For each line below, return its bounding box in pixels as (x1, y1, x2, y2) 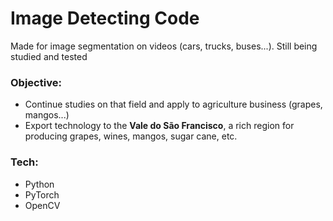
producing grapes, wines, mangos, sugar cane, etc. (24, 130, 238, 142)
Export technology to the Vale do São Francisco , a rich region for (24, 120, 295, 132)
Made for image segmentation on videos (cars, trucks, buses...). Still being (10, 40, 318, 52)
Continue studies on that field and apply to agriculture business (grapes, (24, 98, 323, 111)
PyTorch (24, 188, 60, 201)
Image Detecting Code (10, 7, 200, 30)
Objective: (10, 75, 62, 89)
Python (24, 178, 55, 190)
